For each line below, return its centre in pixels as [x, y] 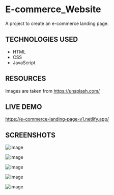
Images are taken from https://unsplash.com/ [53, 91]
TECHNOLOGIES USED [41, 39]
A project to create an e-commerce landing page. [57, 23]
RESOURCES [26, 79]
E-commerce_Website [53, 9]
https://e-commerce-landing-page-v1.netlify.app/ [57, 119]
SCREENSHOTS [31, 135]
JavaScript [24, 63]
